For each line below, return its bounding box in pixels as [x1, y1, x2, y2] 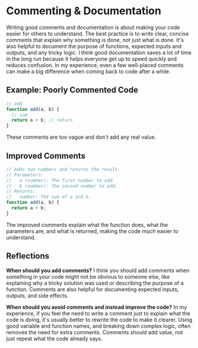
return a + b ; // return [11, 117, 73, 123]
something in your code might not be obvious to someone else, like [6, 273, 170, 280]
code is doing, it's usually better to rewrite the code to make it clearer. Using [6, 316, 193, 323]
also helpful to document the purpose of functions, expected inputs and [6, 43, 182, 50]
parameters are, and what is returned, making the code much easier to [6, 227, 179, 235]
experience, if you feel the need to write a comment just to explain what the [6, 309, 191, 317]
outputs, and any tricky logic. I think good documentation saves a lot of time [6, 49, 191, 56]
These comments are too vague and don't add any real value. [6, 133, 157, 141]
